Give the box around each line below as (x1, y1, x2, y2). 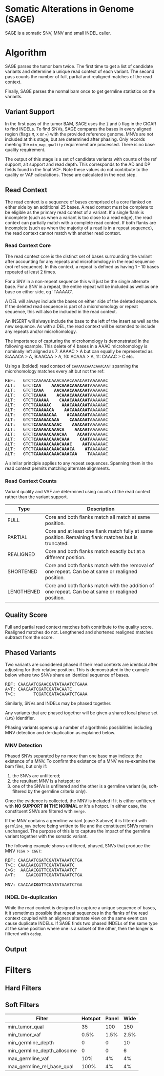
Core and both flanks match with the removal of (45, 562, 154, 569)
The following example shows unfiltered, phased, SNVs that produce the (5, 843, 151, 849)
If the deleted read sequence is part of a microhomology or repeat (5, 303, 138, 309)
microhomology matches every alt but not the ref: (5, 368, 105, 374)
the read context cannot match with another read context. (5, 230, 121, 236)
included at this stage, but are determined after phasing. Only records (5, 136, 145, 142)
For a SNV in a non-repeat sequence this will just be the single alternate (5, 278, 150, 284)
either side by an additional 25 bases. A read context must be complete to (5, 204, 154, 210)
